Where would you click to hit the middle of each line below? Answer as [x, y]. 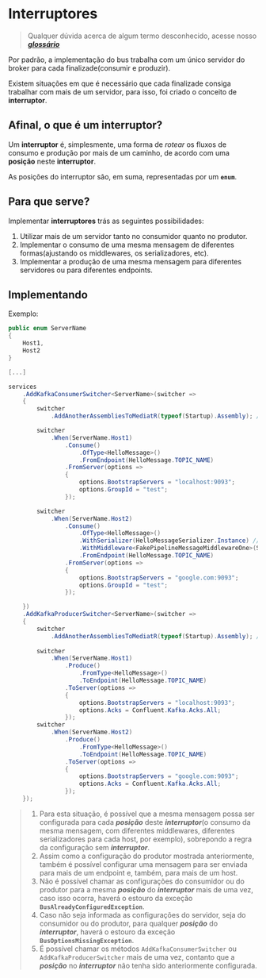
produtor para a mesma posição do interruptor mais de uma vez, [146, 889]
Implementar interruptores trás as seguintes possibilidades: [106, 221]
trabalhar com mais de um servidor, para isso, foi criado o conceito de [123, 91]
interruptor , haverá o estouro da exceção [107, 932]
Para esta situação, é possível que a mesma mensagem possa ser [147, 814]
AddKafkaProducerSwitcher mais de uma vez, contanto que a [137, 957]
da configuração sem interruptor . [95, 847]
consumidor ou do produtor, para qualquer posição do [129, 923]
